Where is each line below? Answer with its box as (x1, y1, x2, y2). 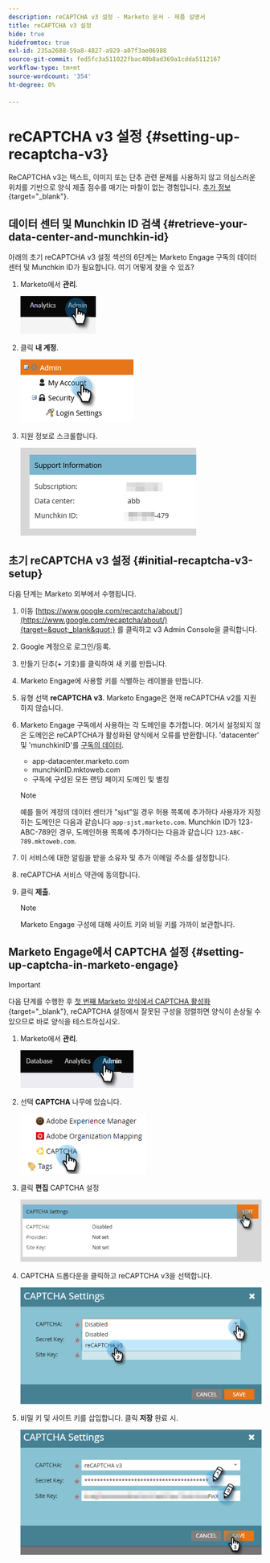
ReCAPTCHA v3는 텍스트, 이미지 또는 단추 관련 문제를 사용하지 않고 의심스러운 (8, 173, 256, 183)
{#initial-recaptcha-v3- (133, 553, 253, 567)
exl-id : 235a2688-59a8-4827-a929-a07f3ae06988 (8, 47, 167, 55)
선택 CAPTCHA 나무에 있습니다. (19, 1097, 122, 1106)
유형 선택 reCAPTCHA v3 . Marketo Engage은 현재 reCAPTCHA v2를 (19, 693, 242, 703)
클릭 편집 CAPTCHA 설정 (19, 1183, 100, 1192)
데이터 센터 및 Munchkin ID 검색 (8, 217, 161, 231)
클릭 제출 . (19, 887, 51, 896)
